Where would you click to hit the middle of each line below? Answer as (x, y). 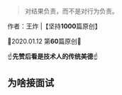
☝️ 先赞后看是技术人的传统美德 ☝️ (53, 56)
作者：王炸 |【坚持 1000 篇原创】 (54, 26)
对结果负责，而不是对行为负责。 (71, 11)
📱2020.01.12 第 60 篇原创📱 (44, 41)
